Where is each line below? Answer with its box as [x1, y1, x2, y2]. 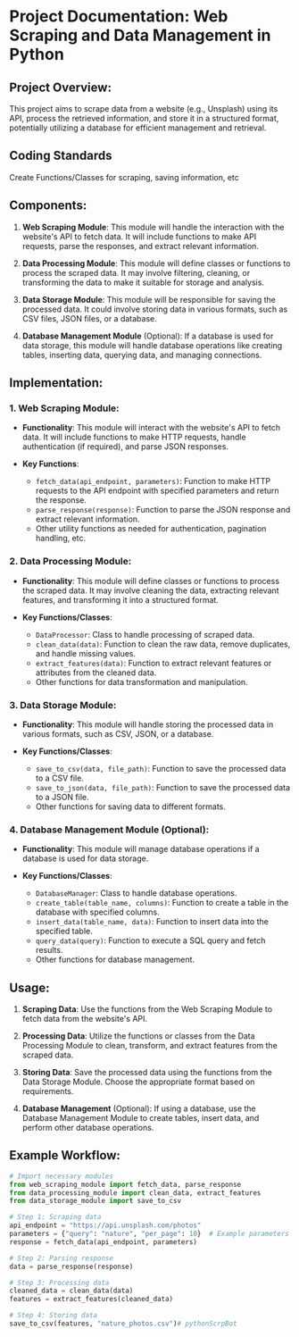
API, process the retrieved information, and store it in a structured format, [9, 113, 279, 123]
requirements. [21, 1086, 74, 1097]
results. [35, 945, 63, 956]
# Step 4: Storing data [9, 1311, 98, 1320]
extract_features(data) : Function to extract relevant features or [35, 657, 272, 668]
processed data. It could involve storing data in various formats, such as [21, 304, 288, 314]
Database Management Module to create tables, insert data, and [21, 1113, 260, 1124]
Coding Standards [9, 148, 112, 163]
